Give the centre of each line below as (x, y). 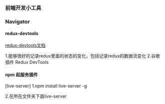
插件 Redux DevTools (27, 62)
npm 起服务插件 (22, 74)
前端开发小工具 (23, 7)
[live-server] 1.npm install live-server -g (46, 86)
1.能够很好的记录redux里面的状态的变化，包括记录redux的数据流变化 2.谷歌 (83, 56)
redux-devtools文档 (26, 45)
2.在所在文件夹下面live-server (36, 96)
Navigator (18, 21)
